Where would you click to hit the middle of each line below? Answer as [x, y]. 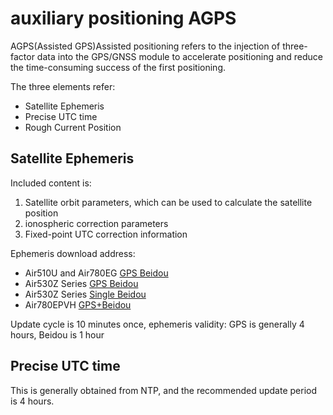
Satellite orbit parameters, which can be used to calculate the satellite [168, 202]
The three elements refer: [63, 86]
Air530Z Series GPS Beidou [81, 283]
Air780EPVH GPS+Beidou [78, 304]
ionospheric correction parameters [96, 223]
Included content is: [51, 183]
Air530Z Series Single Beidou [85, 294]
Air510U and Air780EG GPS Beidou [96, 273]
